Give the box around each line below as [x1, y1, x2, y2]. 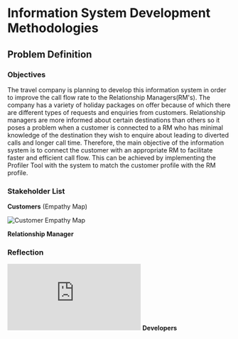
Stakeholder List [7, 186, 65, 196]
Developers [141, 324, 178, 333]
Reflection [7, 248, 44, 257]
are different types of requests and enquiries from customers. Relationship [7, 108, 226, 116]
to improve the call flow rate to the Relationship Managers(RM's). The [7, 93, 211, 101]
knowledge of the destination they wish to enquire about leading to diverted [7, 130, 229, 139]
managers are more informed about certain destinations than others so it [7, 116, 220, 124]
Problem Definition [7, 48, 92, 60]
